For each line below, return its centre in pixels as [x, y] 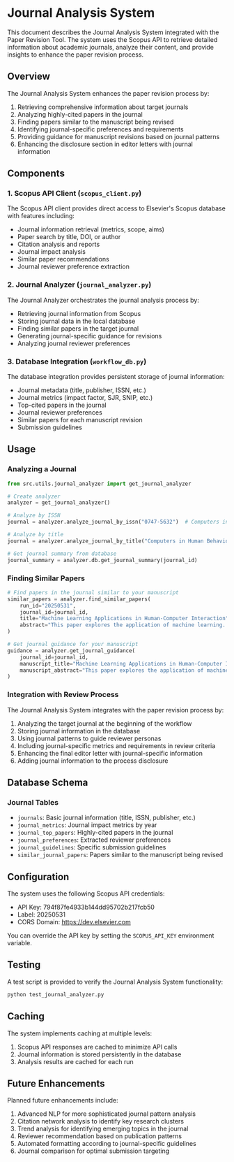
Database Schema [48, 782]
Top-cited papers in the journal [62, 405]
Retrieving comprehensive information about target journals [103, 107]
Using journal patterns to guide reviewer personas [89, 738]
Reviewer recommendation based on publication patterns [100, 1136]
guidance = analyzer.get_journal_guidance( [71, 651]
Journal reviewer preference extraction [73, 266]
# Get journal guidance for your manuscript [73, 645]
